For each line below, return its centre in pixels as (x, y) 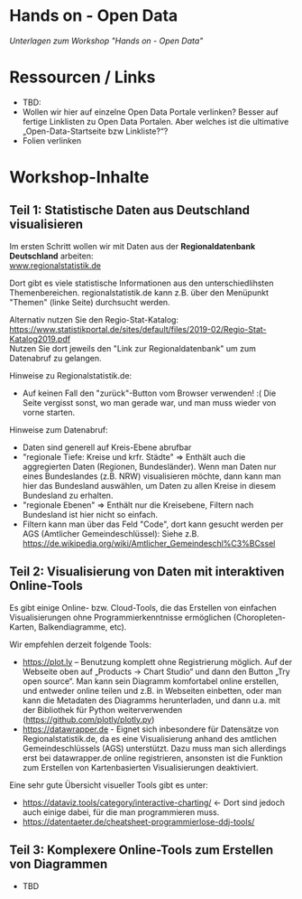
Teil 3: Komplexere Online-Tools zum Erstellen (142, 850)
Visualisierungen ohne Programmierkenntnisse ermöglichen (120, 617)
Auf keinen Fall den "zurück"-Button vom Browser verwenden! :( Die (149, 393)
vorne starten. (48, 412)
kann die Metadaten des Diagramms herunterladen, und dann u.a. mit (151, 700)
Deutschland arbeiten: (51, 256)
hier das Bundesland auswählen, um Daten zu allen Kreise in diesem (149, 485)
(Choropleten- (260, 617)
